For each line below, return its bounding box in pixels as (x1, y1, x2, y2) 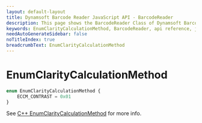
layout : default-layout (6, 8, 66, 15)
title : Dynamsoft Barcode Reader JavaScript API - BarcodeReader (6, 14, 173, 20)
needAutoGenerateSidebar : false (6, 31, 87, 37)
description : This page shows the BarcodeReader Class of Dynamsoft (6, 20, 182, 26)
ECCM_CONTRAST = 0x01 (17, 94, 71, 100)
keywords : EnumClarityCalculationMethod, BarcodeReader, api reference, (6, 25, 192, 32)
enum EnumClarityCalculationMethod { (6, 88, 101, 94)
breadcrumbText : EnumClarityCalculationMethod (6, 43, 125, 49)
